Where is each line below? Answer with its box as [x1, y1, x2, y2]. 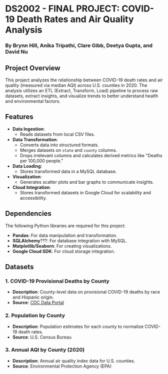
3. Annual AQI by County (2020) [5, 347, 85, 354]
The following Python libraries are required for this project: [5, 223, 126, 229]
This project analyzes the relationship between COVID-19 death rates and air [5, 77, 163, 83]
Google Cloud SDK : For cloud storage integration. [12, 248, 115, 254]
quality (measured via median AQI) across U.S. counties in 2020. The [5, 82, 147, 88]
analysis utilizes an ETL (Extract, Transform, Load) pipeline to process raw [5, 87, 158, 93]
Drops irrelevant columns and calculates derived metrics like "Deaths [19, 152, 162, 158]
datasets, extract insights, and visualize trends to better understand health [5, 93, 158, 99]
